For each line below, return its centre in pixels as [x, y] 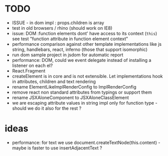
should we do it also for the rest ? [47, 108]
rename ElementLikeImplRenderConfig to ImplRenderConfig [74, 87]
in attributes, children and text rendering [54, 82]
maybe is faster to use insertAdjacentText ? [57, 148]
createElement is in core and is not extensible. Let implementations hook [87, 76]
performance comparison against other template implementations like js [87, 44]
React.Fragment [29, 70]
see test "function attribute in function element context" [70, 39]
